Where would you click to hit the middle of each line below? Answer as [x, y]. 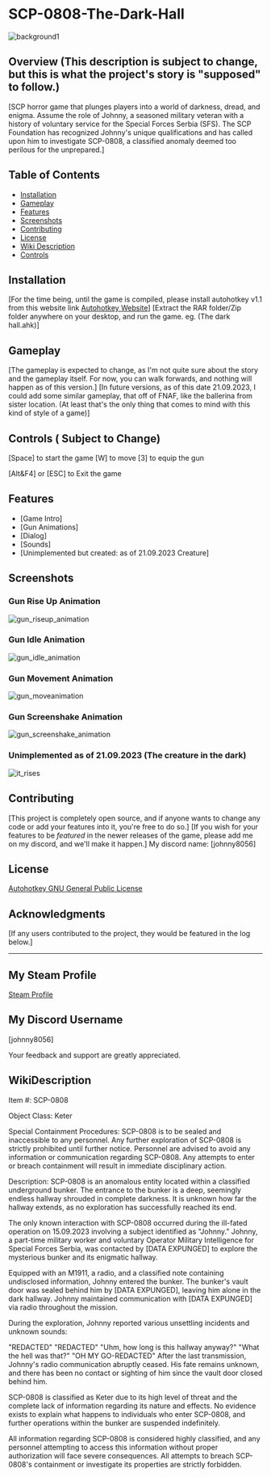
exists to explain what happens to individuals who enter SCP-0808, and [127, 1414]
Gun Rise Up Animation [54, 601]
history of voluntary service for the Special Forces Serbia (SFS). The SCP [130, 124]
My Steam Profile [52, 975]
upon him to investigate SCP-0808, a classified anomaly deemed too [122, 141]
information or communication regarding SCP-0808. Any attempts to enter [132, 1157]
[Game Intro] [41, 518]
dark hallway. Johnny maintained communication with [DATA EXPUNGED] [130, 1298]
